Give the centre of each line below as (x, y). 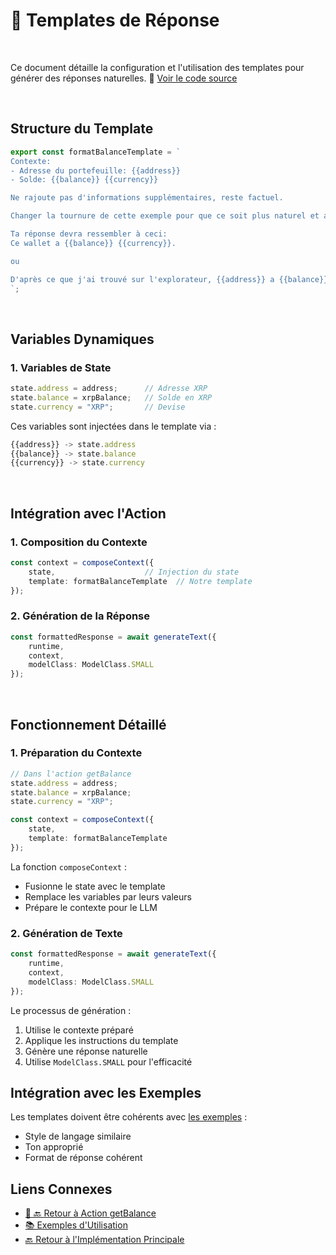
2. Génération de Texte (66, 933)
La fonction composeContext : (68, 866)
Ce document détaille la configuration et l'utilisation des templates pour (157, 67)
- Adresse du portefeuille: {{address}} (96, 170)
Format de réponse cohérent (83, 1158)
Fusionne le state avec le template (95, 886)
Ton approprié (54, 1147)
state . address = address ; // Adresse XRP (109, 389)
